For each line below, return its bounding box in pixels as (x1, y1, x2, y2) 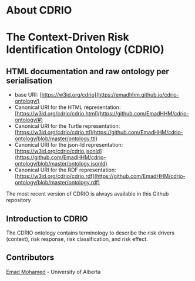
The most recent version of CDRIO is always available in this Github (6, 190, 169, 197)
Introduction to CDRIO (6, 213, 88, 224)
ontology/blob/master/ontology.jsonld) (14, 160, 107, 167)
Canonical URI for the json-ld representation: (14, 141, 123, 148)
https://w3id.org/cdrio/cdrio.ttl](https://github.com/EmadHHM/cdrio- (16, 129, 183, 136)
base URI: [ (14, 91, 42, 98)
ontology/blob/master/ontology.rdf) (14, 179, 100, 186)
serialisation (6, 75, 53, 85)
